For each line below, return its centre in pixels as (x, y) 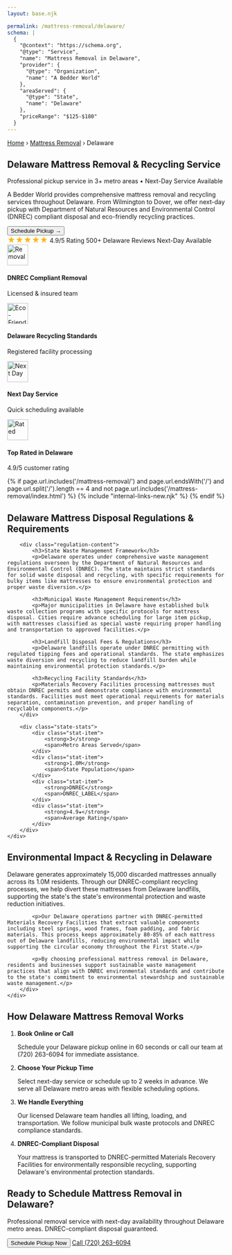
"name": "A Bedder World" (63, 78)
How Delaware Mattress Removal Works (96, 1017)
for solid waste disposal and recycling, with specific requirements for (116, 575)
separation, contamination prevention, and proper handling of (100, 703)
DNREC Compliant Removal (47, 278)
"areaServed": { (43, 91)
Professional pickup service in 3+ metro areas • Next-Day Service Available (115, 181)
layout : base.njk (32, 14)
